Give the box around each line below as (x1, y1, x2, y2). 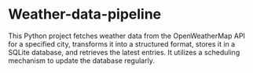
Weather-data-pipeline (8, 5, 162, 23)
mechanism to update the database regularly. (8, 56, 155, 65)
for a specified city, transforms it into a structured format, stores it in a (8, 39, 236, 48)
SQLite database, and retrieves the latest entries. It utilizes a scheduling (8, 47, 240, 57)
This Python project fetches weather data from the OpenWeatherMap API (8, 31, 246, 40)
